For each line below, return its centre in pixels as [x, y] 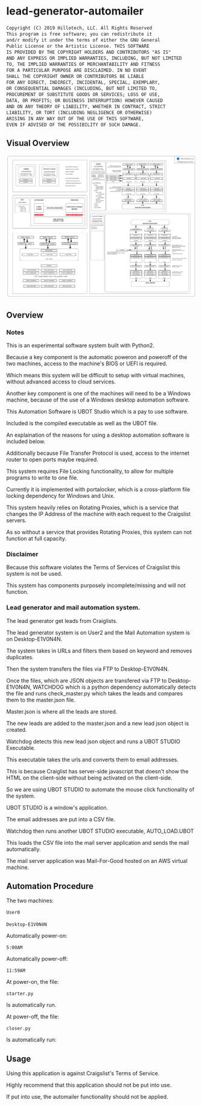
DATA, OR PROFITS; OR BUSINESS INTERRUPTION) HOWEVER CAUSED [85, 100]
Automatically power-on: [37, 936]
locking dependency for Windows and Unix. [61, 496]
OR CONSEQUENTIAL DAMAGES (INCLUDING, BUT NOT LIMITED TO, [82, 88]
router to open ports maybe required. [52, 459]
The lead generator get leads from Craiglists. [62, 620]
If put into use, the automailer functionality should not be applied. [87, 1097]
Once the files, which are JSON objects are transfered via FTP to [87, 680]
